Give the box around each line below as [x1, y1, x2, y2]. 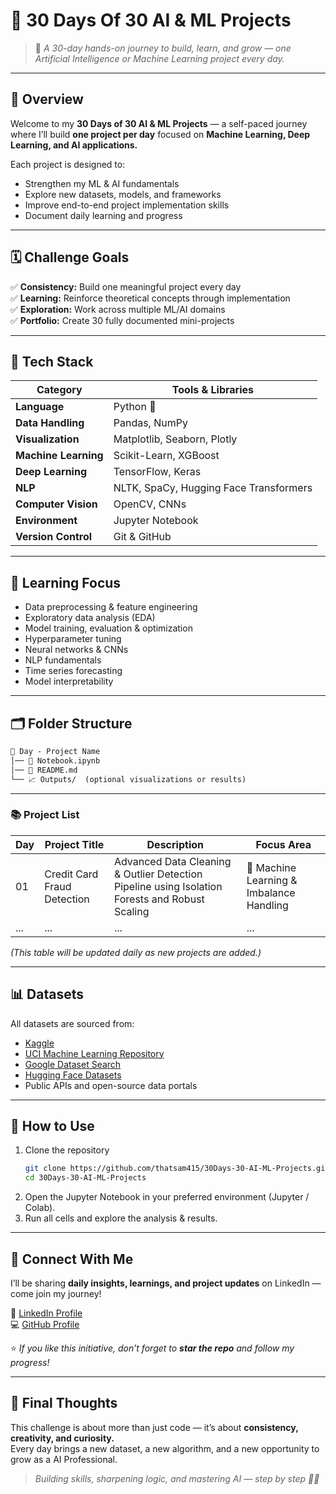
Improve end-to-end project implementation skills [24, 199, 230, 211]
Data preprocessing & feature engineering [24, 601, 198, 613]
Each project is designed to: [10, 158, 126, 170]
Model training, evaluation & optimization [24, 622, 193, 634]
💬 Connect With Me [10, 1250, 134, 1268]
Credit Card [44, 867, 99, 881]
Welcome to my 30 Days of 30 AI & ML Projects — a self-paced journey [10, 117, 308, 129]
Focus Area [255, 837, 312, 851]
